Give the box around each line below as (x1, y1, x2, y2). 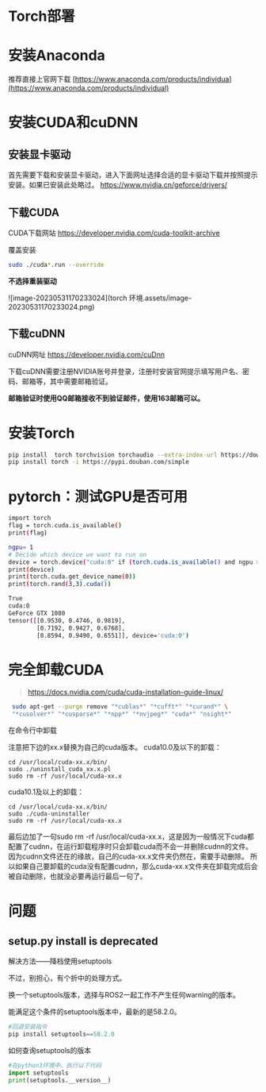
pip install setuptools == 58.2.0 (8, 1030, 115, 1038)
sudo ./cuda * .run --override (8, 260, 104, 268)
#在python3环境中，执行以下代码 (8, 1061, 102, 1069)
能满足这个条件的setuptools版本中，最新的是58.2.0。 (8, 1007, 181, 1017)
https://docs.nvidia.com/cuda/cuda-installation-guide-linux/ (27, 688, 224, 697)
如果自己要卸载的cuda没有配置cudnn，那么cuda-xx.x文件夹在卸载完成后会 (14, 862, 258, 871)
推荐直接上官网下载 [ (8, 75, 76, 84)
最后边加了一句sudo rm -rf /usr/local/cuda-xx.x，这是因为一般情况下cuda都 (8, 832, 255, 842)
